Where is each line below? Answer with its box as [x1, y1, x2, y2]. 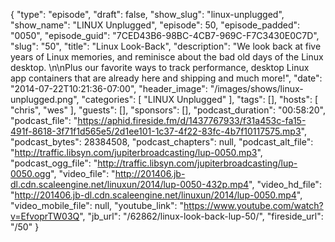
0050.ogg [10, 168, 52, 179]
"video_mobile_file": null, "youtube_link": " [10, 200, 185, 211]
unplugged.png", [10, 94, 80, 105]
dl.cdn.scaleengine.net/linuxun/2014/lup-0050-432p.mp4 [10, 179, 250, 190]
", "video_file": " [50, 168, 116, 179]
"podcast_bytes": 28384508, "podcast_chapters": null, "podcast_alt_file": [10, 136, 314, 148]
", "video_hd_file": [248, 179, 322, 190]
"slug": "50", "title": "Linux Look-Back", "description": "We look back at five [10, 40, 322, 52]
